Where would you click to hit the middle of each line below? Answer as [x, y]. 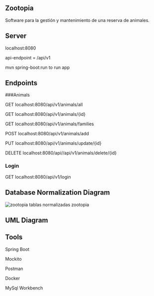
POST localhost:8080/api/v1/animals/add [47, 134]
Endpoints [21, 83]
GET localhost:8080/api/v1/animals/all [44, 105]
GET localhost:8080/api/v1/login [38, 177]
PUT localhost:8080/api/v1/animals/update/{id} [53, 143]
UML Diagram [27, 220]
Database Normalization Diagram [58, 192]
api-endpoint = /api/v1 [28, 57]
